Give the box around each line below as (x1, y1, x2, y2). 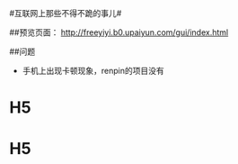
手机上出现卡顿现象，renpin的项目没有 (22, 66, 164, 76)
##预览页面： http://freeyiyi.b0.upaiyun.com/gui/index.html (9, 27, 229, 38)
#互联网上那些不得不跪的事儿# (9, 8, 122, 18)
